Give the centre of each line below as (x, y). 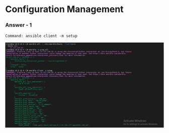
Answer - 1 (19, 25)
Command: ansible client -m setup (41, 36)
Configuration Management (65, 9)
